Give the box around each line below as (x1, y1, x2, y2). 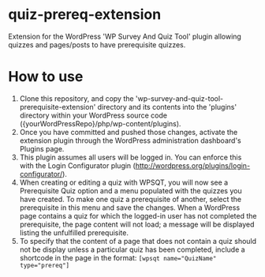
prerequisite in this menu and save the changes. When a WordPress (19, 203, 241, 212)
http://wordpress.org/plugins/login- (135, 160, 251, 170)
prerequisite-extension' (19, 102, 96, 111)
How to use (8, 68, 84, 86)
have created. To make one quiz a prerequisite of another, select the (19, 194, 242, 204)
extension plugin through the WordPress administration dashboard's (19, 136, 242, 145)
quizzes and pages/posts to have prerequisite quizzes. (8, 39, 186, 49)
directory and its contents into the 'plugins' (97, 102, 237, 111)
